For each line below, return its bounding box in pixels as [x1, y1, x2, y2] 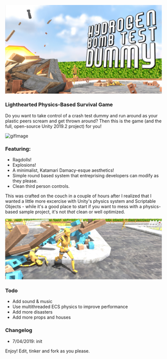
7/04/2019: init [12, 338, 43, 344]
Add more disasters [12, 309, 53, 315]
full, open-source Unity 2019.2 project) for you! [5, 123, 102, 129]
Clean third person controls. [12, 183, 70, 189]
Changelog [5, 327, 32, 334]
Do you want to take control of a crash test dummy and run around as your [5, 112, 158, 118]
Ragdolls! [12, 157, 32, 163]
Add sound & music [12, 299, 53, 305]
